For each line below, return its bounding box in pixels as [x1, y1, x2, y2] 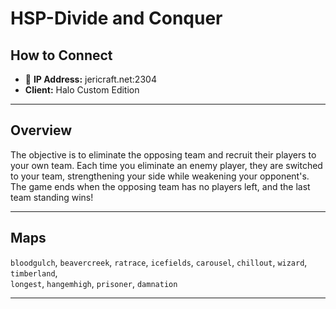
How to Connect [10, 47, 113, 64]
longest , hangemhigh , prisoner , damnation [10, 277, 178, 289]
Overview [10, 122, 73, 139]
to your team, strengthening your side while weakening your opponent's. [10, 170, 310, 182]
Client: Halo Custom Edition [24, 84, 140, 96]
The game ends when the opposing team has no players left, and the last [10, 180, 311, 192]
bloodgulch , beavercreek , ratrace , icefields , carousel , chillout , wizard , [10, 256, 308, 268]
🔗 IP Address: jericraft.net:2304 [24, 73, 157, 85]
